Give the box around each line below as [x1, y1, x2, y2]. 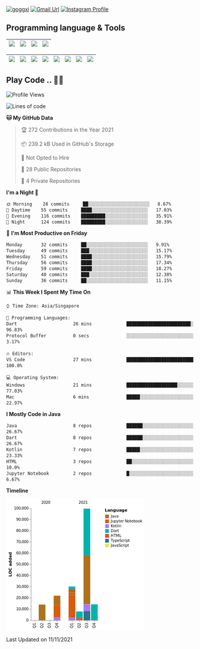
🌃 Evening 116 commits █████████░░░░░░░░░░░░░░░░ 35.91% [6, 213, 172, 219]
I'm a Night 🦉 [6, 189, 39, 196]
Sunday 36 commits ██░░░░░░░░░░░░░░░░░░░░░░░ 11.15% [6, 278, 172, 284]
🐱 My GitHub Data [6, 114, 54, 121]
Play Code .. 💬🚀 [6, 75, 64, 85]
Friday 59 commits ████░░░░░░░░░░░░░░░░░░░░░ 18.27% [6, 266, 172, 272]
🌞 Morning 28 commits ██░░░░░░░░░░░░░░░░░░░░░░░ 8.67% [6, 201, 171, 207]
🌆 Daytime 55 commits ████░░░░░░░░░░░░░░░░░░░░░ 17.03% [6, 207, 172, 213]
